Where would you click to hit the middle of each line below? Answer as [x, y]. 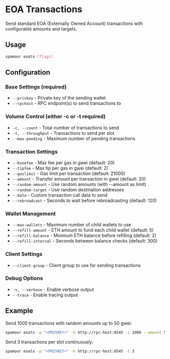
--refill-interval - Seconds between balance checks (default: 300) [85, 241]
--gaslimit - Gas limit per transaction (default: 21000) [69, 173]
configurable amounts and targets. [41, 28]
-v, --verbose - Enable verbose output [53, 289]
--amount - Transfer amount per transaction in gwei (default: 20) [79, 178]
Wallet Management [31, 214]
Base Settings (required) [36, 86]
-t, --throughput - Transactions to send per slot [63, 133]
